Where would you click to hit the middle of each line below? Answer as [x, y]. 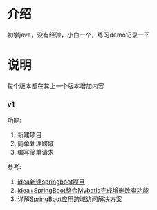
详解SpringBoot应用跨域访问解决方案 [70, 199]
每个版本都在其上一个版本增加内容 [56, 86]
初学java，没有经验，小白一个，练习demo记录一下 [79, 35]
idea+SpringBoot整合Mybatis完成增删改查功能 [83, 191]
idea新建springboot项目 [51, 182]
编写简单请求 [35, 152]
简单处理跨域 [35, 143]
